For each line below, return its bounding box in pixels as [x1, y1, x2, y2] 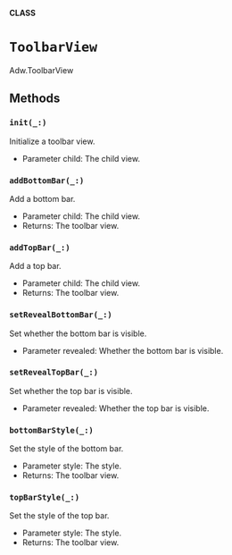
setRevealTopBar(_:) [9, 367, 99, 378]
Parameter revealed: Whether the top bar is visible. [21, 402, 210, 414]
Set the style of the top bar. [9, 510, 110, 521]
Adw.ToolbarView [9, 64, 74, 75]
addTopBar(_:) [9, 242, 70, 253]
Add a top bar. [9, 261, 62, 272]
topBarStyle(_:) [9, 492, 80, 503]
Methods [9, 91, 61, 106]
